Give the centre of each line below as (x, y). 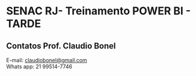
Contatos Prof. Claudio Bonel (61, 46)
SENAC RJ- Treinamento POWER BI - (99, 11)
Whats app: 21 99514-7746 (39, 66)
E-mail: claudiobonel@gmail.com (47, 60)
